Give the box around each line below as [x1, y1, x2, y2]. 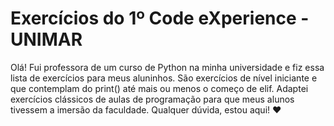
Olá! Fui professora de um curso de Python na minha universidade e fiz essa [10, 61, 325, 73]
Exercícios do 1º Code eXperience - [10, 7, 310, 30]
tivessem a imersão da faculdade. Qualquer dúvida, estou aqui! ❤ [10, 103, 282, 116]
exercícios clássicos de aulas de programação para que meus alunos [10, 93, 295, 105]
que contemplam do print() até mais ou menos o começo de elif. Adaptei [10, 82, 309, 94]
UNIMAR [10, 28, 83, 51]
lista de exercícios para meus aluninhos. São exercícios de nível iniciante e [10, 72, 318, 84]
